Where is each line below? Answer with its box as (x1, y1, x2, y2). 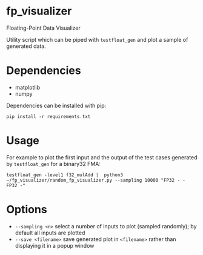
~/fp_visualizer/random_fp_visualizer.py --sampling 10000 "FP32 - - (6, 177, 186, 183)
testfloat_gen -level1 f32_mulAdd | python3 (6, 171, 123, 178)
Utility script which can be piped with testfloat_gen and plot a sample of (6, 36, 188, 43)
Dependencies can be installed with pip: (6, 102, 107, 109)
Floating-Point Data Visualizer (6, 24, 81, 31)
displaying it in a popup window (15, 242, 95, 249)
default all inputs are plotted (15, 229, 85, 236)
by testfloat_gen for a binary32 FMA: (6, 160, 101, 167)
